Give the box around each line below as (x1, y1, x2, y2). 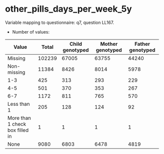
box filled (7, 127, 29, 134)
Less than (7, 100, 30, 107)
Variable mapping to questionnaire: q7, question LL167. (5, 19, 114, 25)
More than (7, 115, 31, 121)
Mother (100, 40, 118, 47)
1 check (7, 120, 26, 127)
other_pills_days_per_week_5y (5, 3, 132, 15)
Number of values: (12, 29, 50, 35)
